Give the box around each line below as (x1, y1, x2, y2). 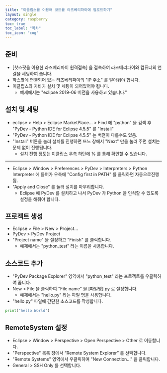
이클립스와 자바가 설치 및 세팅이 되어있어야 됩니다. (12, 83, 109, 89)
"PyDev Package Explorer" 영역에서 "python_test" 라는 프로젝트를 (12, 273, 144, 279)
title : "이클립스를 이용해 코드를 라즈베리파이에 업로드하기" (5, 7, 113, 12)
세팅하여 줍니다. (21, 70, 53, 76)
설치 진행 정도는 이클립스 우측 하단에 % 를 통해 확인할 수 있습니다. (19, 151, 148, 157)
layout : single (5, 12, 37, 17)
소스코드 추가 (5, 259, 43, 267)
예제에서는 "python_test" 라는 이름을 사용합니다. (19, 243, 114, 249)
